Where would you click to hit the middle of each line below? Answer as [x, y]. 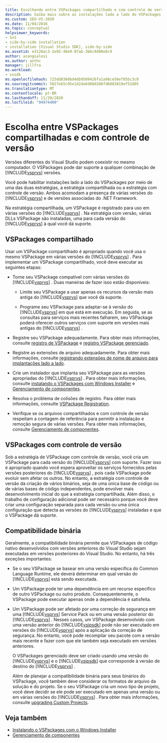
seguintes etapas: [23, 267]
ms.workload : [19, 70]
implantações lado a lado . [39, 363]
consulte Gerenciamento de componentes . [56, 429]
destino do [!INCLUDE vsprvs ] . [44, 666]
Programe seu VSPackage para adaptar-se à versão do [76, 306]
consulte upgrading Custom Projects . [50, 702]
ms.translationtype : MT [30, 88]
